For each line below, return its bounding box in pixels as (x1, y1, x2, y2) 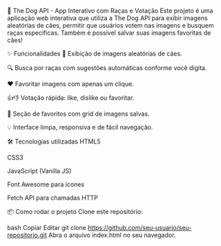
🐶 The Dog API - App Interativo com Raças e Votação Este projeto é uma (7, 7, 213, 15)
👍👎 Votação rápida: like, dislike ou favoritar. (7, 94, 135, 102)
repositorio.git (7, 231, 47, 239)
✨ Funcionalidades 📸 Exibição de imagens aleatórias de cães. (7, 49, 182, 58)
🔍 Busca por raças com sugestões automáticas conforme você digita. (7, 64, 207, 72)
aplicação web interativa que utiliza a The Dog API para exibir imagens (7, 14, 209, 22)
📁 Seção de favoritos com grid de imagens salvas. (7, 109, 150, 118)
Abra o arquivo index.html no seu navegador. (48, 231, 176, 239)
